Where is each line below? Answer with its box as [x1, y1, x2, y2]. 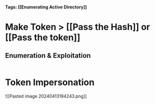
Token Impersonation [5, 77, 95, 88]
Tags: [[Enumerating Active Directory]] [5, 4, 87, 10]
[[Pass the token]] [5, 32, 81, 43]
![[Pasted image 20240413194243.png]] [5, 93, 87, 99]
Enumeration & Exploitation [5, 52, 91, 60]
